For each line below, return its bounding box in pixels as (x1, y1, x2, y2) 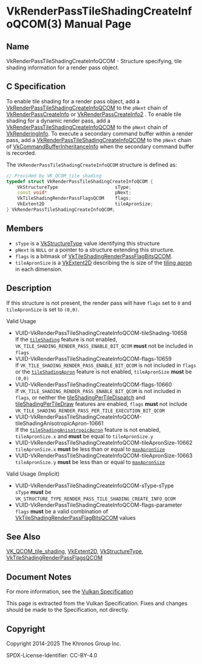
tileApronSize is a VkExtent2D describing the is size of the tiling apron (15, 259, 192, 266)
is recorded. (6, 149, 36, 156)
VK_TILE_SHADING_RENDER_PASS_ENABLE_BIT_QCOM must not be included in (15, 342, 194, 349)
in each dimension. (15, 265, 62, 273)
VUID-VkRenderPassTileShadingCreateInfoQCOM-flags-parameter (15, 501, 183, 508)
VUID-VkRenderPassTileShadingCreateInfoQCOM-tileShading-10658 (15, 329, 187, 337)
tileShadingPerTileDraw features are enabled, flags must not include (15, 400, 188, 408)
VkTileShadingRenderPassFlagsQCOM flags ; (17, 196, 132, 202)
